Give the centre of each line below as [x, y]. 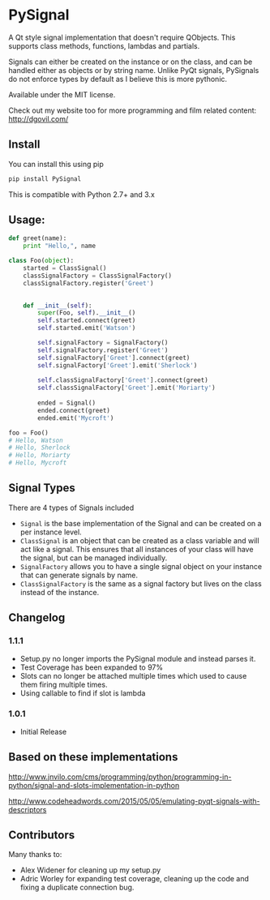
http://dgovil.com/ [39, 118]
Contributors [42, 836]
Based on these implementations [93, 757]
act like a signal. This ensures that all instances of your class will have [137, 549]
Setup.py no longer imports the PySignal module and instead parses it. [138, 658]
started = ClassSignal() [65, 268]
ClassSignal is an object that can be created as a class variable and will [139, 540]
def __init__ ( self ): [58, 306]
